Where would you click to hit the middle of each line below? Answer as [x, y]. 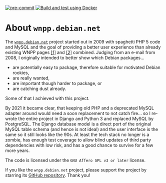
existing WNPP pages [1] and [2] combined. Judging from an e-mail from [80, 52]
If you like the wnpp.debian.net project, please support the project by [76, 169]
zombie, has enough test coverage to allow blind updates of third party [78, 139]
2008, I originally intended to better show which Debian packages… [75, 57]
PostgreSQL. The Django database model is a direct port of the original [78, 124]
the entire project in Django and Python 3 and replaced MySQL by [86, 118]
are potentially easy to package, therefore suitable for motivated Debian [86, 67]
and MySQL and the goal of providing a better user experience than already [83, 47]
